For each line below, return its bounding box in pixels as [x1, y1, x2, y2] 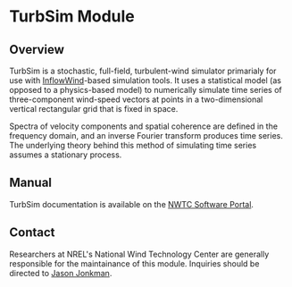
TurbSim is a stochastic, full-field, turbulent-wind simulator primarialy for [9, 65, 277, 76]
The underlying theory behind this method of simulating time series [9, 140, 257, 150]
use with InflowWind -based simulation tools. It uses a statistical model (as [9, 75, 281, 86]
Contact [9, 225, 55, 241]
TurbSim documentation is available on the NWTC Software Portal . [9, 198, 254, 209]
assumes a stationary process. [9, 149, 122, 160]
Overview [9, 42, 65, 57]
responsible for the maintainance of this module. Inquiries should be [9, 257, 260, 269]
